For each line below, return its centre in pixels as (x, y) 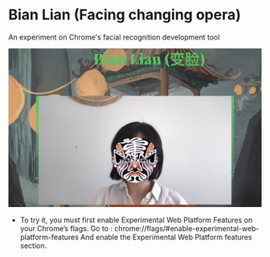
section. (33, 245)
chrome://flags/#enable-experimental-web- (187, 228)
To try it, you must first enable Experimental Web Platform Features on (136, 220)
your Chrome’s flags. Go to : (66, 228)
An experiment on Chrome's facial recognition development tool (114, 37)
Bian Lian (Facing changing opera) (125, 15)
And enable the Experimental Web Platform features (166, 237)
